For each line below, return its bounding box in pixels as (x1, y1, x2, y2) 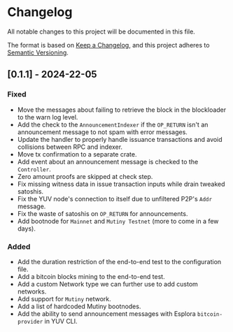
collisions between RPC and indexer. (17, 143, 123, 151)
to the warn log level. (17, 113, 78, 121)
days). (17, 224, 36, 233)
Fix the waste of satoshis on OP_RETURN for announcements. (17, 209, 188, 217)
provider (17, 318, 43, 325)
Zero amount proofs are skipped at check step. (17, 172, 153, 180)
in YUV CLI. (44, 317, 78, 325)
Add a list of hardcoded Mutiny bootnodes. (17, 302, 141, 310)
